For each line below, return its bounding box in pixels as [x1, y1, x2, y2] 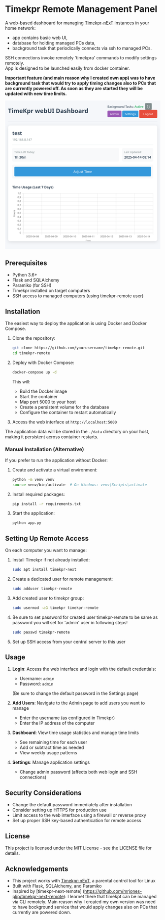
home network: [5, 25, 36, 31]
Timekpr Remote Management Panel [5, 3, 158, 15]
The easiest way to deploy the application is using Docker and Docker [5, 320, 147, 326]
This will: [12, 378, 31, 384]
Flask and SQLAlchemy [12, 277, 60, 283]
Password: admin [19, 681, 54, 687]
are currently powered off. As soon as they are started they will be [5, 85, 143, 91]
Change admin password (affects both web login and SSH [19, 769, 137, 775]
